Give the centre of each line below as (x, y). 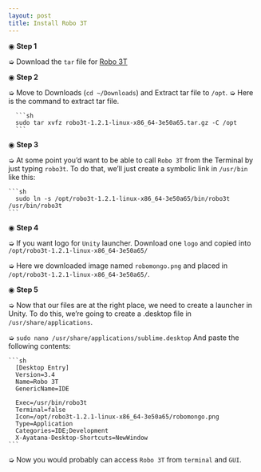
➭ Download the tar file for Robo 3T (68, 62)
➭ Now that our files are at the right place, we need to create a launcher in (130, 305)
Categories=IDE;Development (62, 430)
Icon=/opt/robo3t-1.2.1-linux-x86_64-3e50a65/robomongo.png (117, 417)
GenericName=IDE (42, 389)
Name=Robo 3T (37, 382)
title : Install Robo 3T (48, 23)
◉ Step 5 (23, 290)
